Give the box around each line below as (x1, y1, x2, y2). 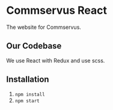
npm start (14, 97, 40, 104)
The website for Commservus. (6, 23, 81, 31)
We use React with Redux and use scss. (6, 57, 105, 64)
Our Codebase (6, 41, 62, 51)
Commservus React (6, 4, 107, 17)
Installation (6, 75, 49, 85)
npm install (14, 91, 45, 97)
